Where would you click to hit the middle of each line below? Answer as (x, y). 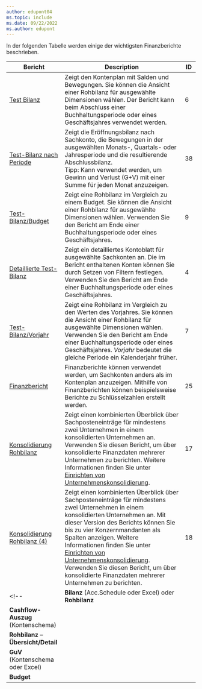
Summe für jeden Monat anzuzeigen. (117, 185)
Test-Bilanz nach (34, 155)
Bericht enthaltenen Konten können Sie (120, 265)
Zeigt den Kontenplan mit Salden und (117, 77)
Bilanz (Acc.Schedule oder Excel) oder (119, 593)
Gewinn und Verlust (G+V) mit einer (115, 177)
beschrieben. (23, 52)
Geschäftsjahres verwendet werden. (116, 122)
